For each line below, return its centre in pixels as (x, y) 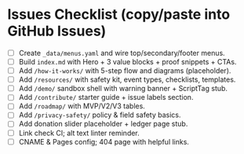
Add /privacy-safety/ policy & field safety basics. (100, 115)
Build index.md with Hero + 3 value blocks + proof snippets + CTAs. (127, 62)
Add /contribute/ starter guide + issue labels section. (106, 97)
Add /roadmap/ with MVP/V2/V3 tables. (82, 106)
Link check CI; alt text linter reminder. (79, 133)
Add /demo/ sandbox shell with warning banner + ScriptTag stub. (123, 89)
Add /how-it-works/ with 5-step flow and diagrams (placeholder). (125, 71)
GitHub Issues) (57, 31)
